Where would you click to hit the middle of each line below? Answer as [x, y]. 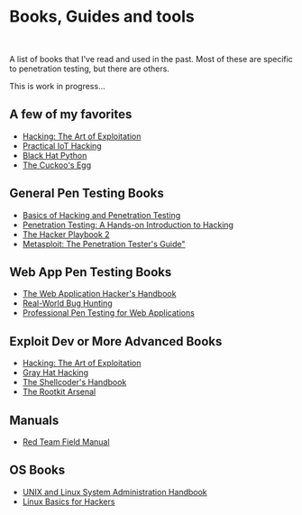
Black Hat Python [55, 155]
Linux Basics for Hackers [69, 501]
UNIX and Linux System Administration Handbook [114, 492]
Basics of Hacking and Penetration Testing [101, 215]
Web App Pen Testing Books [91, 272]
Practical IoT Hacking [62, 145]
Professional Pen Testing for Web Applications [109, 313]
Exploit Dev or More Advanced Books [116, 341]
